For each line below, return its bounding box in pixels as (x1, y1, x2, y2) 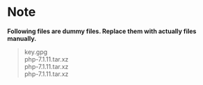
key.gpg (24, 48, 48, 56)
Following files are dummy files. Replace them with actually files (7, 27, 197, 35)
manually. (7, 34, 37, 42)
